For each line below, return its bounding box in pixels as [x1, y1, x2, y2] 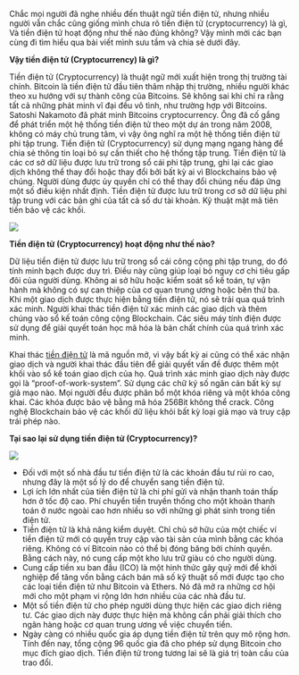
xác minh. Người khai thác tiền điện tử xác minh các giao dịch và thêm [9, 304, 268, 314]
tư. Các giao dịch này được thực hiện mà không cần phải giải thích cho [21, 610, 282, 620]
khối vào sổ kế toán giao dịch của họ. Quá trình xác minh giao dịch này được [9, 368, 290, 379]
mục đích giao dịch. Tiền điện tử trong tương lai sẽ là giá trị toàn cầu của [21, 648, 289, 658]
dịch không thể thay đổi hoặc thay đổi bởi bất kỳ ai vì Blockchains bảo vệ [9, 166, 278, 177]
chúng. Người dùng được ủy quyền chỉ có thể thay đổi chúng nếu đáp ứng [9, 176, 281, 187]
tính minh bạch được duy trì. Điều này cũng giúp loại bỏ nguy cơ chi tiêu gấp [9, 266, 290, 276]
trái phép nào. [9, 416, 61, 426]
